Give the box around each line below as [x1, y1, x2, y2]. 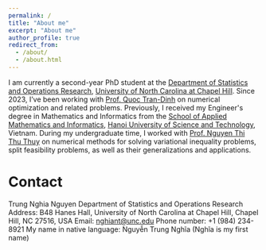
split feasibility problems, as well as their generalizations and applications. [8, 144, 252, 155]
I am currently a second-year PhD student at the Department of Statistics [8, 77, 248, 87]
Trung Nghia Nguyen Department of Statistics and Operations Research [8, 199, 244, 209]
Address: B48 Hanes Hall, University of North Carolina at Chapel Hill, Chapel [8, 207, 259, 217]
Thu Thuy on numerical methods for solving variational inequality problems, [8, 137, 256, 146]
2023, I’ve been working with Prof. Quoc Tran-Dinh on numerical [8, 94, 221, 104]
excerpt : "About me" [8, 26, 77, 34]
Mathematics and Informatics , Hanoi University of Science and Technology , [8, 120, 256, 129]
